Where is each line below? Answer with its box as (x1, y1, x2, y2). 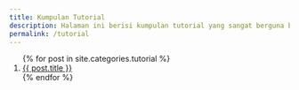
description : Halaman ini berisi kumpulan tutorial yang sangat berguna (9, 21, 285, 30)
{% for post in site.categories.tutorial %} (21, 54, 171, 64)
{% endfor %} (21, 72, 74, 83)
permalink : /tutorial (9, 29, 90, 38)
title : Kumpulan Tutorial (9, 12, 105, 22)
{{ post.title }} (21, 63, 73, 73)
